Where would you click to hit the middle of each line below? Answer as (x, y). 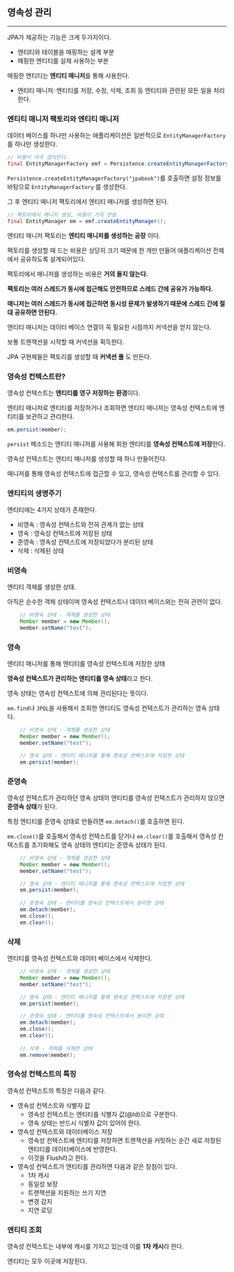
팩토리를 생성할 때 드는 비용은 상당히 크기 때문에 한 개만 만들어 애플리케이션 (109, 250)
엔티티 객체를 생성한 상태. (42, 587)
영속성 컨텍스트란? (37, 377)
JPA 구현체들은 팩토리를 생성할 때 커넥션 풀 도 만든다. (79, 356)
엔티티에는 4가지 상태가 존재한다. (52, 510)
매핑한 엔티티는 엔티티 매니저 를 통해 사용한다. (69, 75)
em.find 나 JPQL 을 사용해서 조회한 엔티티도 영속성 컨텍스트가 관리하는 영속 (107, 708)
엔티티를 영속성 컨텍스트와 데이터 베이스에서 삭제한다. (80, 958)
